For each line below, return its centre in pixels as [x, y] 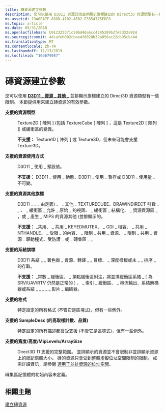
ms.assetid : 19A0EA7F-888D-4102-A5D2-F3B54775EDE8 [58, 19]
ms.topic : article [24, 23]
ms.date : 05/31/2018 [26, 28]
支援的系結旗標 [20, 250]
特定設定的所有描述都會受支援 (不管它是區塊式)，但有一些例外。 [82, 331]
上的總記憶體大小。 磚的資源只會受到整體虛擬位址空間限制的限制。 [85, 358]
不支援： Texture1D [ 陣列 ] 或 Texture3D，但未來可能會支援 [78, 140]
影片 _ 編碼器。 [67, 289]
